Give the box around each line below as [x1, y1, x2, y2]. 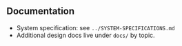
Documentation [6, 5, 75, 17]
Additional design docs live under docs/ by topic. [16, 31, 156, 39]
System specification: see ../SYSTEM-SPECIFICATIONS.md [16, 23, 175, 32]
